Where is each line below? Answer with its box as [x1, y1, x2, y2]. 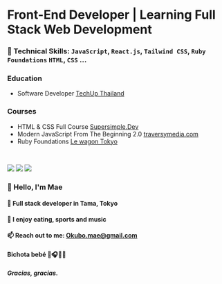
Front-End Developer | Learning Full [7, 7, 216, 23]
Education [7, 73, 43, 83]
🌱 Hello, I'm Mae [7, 182, 63, 192]
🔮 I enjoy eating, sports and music [7, 215, 107, 223]
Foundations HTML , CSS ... [7, 55, 87, 65]
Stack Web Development [7, 21, 152, 37]
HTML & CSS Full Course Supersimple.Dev [17, 122, 139, 131]
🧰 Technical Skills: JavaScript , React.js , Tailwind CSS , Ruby [7, 46, 206, 56]
